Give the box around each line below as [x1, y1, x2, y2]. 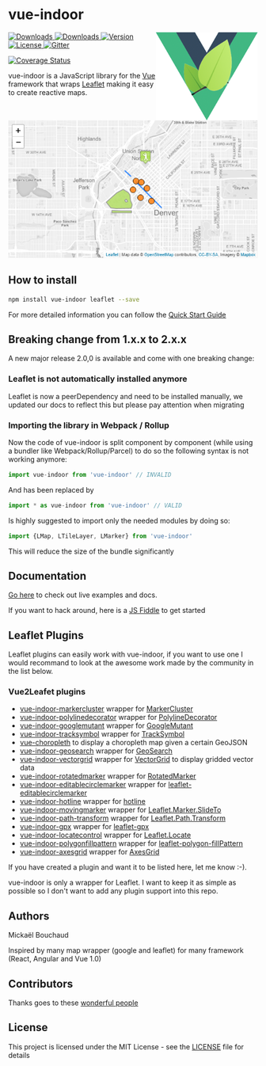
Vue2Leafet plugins [8, 687, 85, 698]
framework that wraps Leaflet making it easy [8, 79, 154, 89]
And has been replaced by [8, 485, 94, 494]
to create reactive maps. [8, 87, 88, 97]
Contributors [8, 977, 74, 991]
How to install [8, 273, 78, 287]
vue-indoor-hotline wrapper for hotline [19, 797, 146, 806]
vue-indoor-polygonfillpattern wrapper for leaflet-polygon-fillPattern [19, 839, 244, 848]
